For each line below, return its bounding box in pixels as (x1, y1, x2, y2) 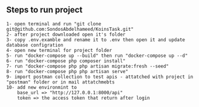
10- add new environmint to (6, 84, 77, 90)
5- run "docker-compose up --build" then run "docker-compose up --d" (6, 53, 188, 59)
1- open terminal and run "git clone (6, 21, 102, 27)
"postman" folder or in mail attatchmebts (6, 79, 115, 85)
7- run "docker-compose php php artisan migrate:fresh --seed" (6, 63, 169, 69)
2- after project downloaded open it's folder (6, 31, 126, 37)
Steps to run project (6, 5, 83, 15)
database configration (6, 42, 64, 48)
